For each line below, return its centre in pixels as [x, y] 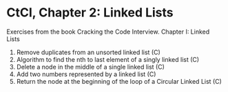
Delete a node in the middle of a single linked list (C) [90, 67]
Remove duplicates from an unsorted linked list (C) [89, 52]
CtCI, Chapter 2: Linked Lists [90, 13]
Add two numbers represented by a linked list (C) [86, 74]
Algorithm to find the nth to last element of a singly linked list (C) [108, 59]
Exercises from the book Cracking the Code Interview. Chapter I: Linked [108, 32]
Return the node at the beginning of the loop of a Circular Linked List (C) [119, 81]
